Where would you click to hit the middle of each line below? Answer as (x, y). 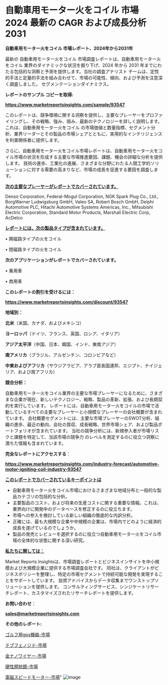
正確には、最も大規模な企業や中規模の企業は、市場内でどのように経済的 (87, 521)
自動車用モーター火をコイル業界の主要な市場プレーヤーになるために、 (77, 393)
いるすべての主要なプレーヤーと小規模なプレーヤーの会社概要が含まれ (90, 412)
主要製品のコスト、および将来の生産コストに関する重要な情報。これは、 (87, 503)
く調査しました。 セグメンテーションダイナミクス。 (58, 84)
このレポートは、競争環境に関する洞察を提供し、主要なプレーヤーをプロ (79, 115)
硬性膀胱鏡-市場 (22, 666)
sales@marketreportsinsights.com (42, 613)
